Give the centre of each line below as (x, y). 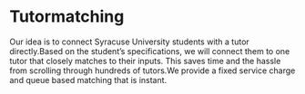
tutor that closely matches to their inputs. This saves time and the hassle (145, 61)
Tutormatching (67, 17)
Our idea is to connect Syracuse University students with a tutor (130, 42)
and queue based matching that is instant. (88, 80)
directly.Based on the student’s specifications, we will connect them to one (150, 51)
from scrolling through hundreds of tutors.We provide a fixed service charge (152, 70)
